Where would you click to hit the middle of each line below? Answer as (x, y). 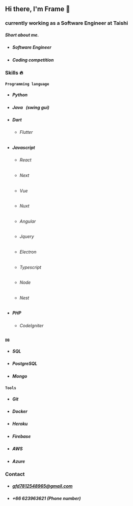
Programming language (27, 84)
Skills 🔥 (14, 73)
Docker (20, 411)
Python (20, 95)
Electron (28, 252)
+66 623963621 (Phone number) (46, 498)
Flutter (26, 132)
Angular (27, 221)
